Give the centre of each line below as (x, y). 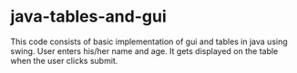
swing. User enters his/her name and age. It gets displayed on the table (144, 50)
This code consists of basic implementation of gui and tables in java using (149, 41)
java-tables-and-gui (88, 17)
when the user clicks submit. (64, 60)
